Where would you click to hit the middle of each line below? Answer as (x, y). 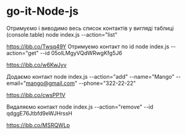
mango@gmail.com (50, 83)
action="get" (22, 53)
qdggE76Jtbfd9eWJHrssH (39, 113)
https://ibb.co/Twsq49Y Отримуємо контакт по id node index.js (88, 46)
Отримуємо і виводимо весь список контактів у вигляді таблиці (90, 28)
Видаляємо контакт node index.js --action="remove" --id (80, 107)
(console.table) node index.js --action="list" (62, 34)
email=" (16, 83)
